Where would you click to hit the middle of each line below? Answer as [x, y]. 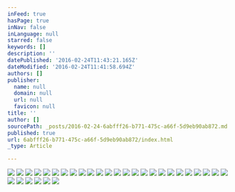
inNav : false [27, 27]
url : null [28, 100]
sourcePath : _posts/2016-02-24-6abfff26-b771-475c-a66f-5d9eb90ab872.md [117, 126]
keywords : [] [27, 47]
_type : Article [30, 146]
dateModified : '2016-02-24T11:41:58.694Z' [71, 67]
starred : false [30, 41]
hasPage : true [28, 21]
